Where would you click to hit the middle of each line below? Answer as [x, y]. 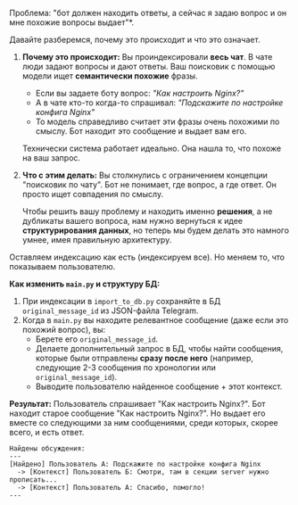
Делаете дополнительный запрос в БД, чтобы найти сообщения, [159, 348]
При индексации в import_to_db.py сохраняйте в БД [121, 301]
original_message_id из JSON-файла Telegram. [110, 310]
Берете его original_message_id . [97, 339]
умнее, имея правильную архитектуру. [97, 240]
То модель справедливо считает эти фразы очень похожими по [157, 121]
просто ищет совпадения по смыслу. [92, 194]
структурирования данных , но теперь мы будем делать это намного [156, 230]
